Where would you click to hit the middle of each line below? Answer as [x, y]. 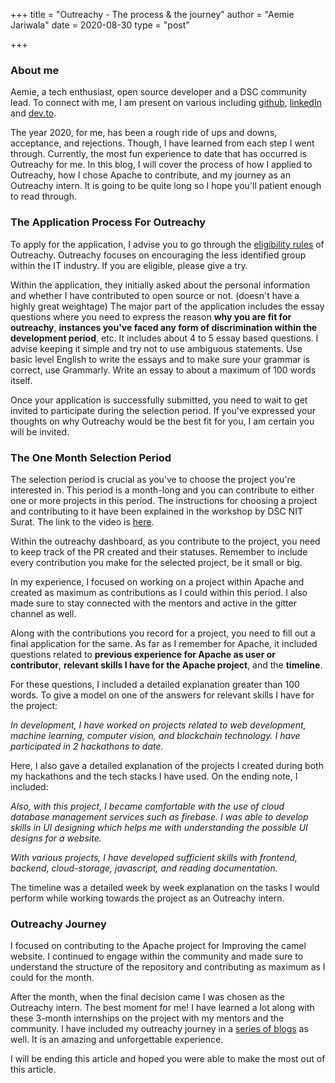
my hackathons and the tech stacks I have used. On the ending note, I [154, 776]
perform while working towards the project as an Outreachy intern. [147, 898]
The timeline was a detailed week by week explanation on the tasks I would [165, 887]
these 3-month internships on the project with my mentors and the [147, 1018]
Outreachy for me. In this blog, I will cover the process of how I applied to [161, 165]
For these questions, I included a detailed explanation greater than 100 [155, 684]
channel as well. [43, 613]
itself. [21, 380]
